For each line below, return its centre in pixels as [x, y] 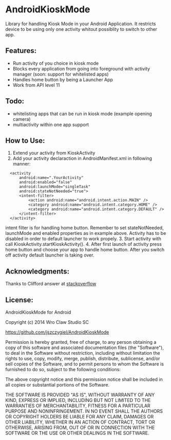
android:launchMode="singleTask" [55, 187]
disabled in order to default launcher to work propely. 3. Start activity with [83, 239]
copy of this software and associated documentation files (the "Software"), [85, 347]
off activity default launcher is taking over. [50, 255]
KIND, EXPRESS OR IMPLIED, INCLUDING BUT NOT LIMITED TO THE [78, 400]
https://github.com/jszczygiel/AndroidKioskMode [57, 332]
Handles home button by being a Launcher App [63, 79]
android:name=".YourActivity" [51, 178]
